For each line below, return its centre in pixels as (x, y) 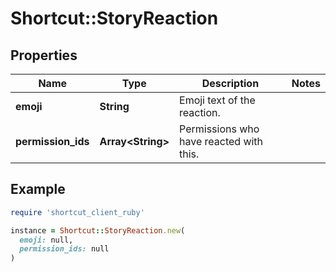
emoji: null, (46, 240)
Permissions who (219, 129)
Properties (44, 55)
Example (38, 189)
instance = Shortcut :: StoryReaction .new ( (98, 230)
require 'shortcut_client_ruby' (77, 212)
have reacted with (221, 141)
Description (230, 83)
